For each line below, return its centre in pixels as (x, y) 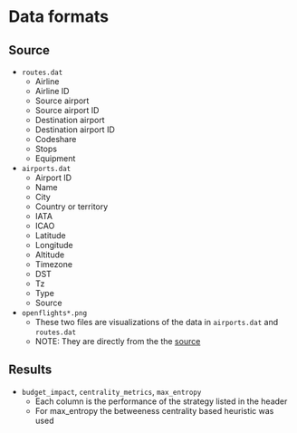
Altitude (50, 255)
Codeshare (56, 139)
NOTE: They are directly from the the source (118, 341)
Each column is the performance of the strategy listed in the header (161, 401)
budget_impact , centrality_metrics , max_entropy (111, 391)
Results (30, 370)
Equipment (55, 159)
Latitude (50, 236)
